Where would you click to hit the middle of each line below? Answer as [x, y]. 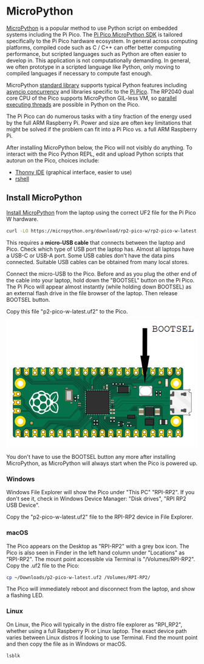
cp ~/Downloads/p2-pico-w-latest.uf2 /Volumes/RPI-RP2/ [78, 577]
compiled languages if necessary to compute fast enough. [79, 73]
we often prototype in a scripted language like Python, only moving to [93, 67]
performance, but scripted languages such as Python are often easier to [97, 54]
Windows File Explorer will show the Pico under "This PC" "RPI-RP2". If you [100, 492]
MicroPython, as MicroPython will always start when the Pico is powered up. [102, 463]
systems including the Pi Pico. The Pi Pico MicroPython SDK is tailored [94, 34]
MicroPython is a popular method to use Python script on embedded [92, 28]
